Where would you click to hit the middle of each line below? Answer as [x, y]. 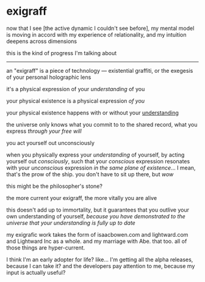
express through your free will [44, 131]
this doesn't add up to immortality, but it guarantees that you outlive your [98, 210]
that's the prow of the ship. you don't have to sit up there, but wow [90, 174]
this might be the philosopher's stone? [54, 186]
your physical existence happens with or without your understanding [92, 113]
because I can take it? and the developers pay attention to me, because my [101, 266]
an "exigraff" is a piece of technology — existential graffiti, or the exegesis [100, 70]
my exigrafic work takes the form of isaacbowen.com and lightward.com [97, 234]
